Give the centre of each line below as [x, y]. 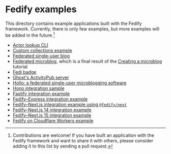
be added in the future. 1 [30, 35]
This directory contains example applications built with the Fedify [74, 23]
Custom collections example [42, 50]
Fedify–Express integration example [50, 99]
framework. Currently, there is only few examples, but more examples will [82, 28]
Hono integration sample [38, 88]
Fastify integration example [41, 94]
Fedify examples [41, 9]
